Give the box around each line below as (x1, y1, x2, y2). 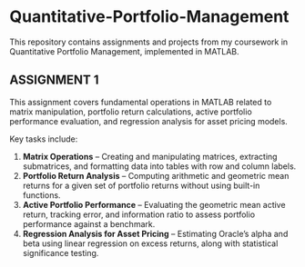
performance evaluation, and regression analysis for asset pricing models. (9, 115, 289, 126)
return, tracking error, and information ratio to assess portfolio (22, 209, 256, 220)
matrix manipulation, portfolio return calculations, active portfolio (9, 106, 252, 117)
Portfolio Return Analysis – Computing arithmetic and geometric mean (22, 170, 290, 181)
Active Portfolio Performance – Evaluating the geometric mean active (22, 199, 286, 210)
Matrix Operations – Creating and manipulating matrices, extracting (22, 151, 278, 162)
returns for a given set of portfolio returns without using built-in (22, 180, 260, 191)
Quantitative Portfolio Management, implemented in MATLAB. (9, 45, 239, 56)
